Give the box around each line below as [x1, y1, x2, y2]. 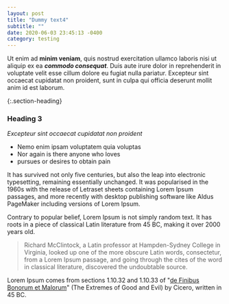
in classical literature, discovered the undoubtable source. [23, 263, 188, 271]
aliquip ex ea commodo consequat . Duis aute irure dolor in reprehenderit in [7, 62, 221, 70]
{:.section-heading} [7, 97, 62, 105]
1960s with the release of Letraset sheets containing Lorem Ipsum [7, 185, 194, 194]
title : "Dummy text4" [7, 16, 69, 23]
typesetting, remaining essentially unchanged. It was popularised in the [7, 178, 209, 186]
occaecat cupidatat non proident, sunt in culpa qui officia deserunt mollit [7, 76, 213, 84]
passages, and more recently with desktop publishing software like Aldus [7, 193, 214, 201]
